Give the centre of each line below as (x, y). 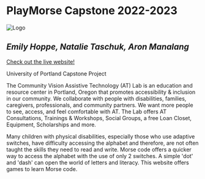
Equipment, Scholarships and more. (51, 124)
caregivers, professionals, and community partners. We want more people (100, 105)
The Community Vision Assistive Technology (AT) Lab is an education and (99, 85)
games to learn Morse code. (42, 169)
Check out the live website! (41, 61)
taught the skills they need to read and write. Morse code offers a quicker (99, 149)
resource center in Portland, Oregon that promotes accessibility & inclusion (101, 92)
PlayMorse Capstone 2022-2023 (92, 11)
